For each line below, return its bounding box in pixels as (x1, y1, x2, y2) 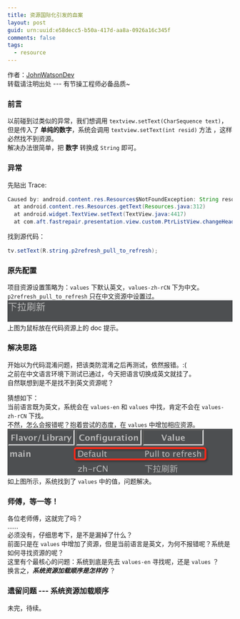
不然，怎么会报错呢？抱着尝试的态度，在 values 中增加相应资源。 (7, 420, 199, 428)
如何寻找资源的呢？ (7, 548, 64, 557)
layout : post (7, 19, 46, 26)
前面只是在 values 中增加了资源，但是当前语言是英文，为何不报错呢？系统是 (7, 540, 231, 548)
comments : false (7, 34, 56, 41)
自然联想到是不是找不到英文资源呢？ (7, 378, 114, 387)
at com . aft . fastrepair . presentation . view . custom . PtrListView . (14, 218, 203, 226)
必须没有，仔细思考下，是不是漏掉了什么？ (7, 530, 133, 539)
